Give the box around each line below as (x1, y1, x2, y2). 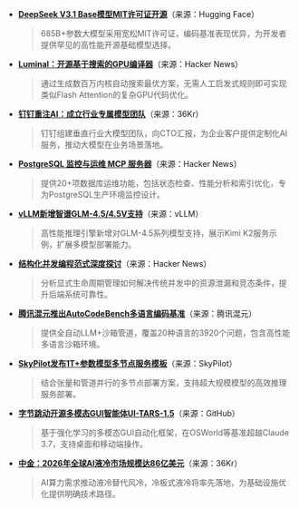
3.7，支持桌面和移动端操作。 (40, 439, 148, 449)
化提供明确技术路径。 (40, 489, 121, 499)
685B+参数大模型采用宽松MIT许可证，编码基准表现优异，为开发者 (40, 28, 287, 39)
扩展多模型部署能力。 (56, 239, 137, 249)
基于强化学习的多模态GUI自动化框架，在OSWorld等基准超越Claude (40, 427, 290, 438)
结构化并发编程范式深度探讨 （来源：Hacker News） (17, 259, 212, 269)
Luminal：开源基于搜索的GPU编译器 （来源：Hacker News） (17, 59, 243, 69)
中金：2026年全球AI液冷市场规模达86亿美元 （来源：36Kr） (17, 458, 243, 468)
